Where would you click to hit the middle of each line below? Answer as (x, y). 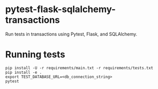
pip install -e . (24, 72)
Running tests (35, 55)
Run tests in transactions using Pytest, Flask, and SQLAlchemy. (71, 34)
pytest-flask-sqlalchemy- (60, 9)
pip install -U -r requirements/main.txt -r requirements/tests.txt (79, 68)
